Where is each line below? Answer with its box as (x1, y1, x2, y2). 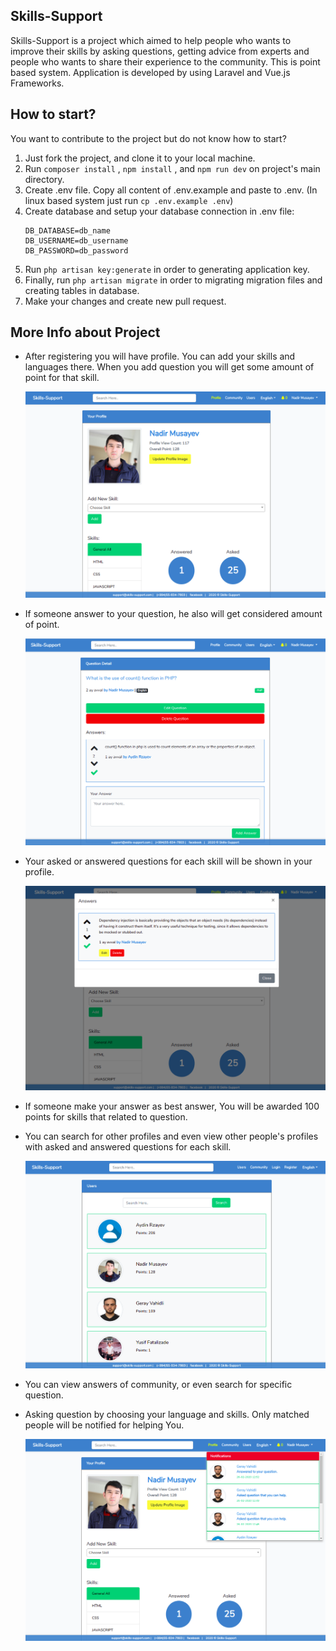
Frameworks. (10, 77, 65, 89)
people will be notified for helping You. (24, 1419, 185, 1431)
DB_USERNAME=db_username (24, 235, 129, 246)
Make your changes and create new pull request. (24, 295, 227, 307)
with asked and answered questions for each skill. (24, 1140, 232, 1153)
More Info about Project (10, 324, 161, 341)
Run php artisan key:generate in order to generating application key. (24, 263, 310, 275)
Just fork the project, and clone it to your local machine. (24, 152, 256, 164)
